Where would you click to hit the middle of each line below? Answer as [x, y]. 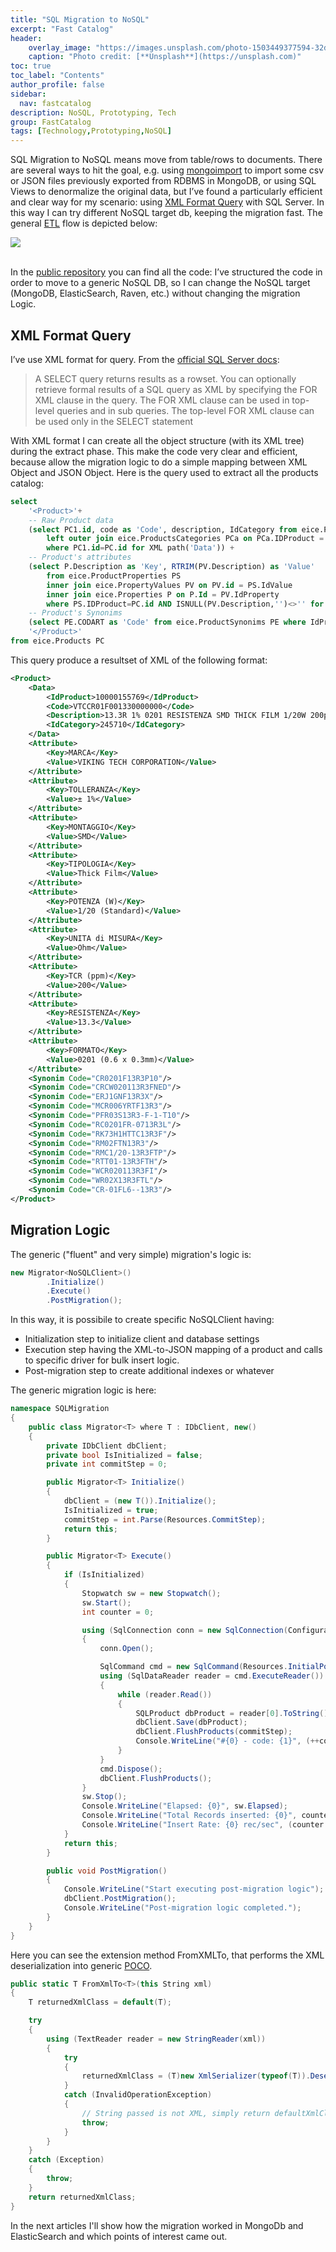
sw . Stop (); [104, 1797]
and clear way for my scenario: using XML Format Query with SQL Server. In [167, 202]
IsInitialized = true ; [111, 1510]
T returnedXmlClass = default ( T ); [100, 2002]
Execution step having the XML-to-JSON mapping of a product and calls [173, 1350]
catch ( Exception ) [66, 2160]
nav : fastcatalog [55, 103]
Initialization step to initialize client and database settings [142, 1339]
